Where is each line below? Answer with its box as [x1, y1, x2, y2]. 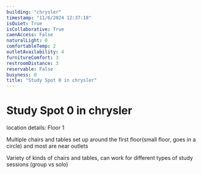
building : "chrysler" [6, 9, 62, 15]
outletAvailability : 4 [6, 49, 64, 55]
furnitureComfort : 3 [6, 55, 59, 61]
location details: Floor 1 [6, 124, 65, 132]
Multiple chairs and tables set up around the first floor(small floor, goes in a [6, 136, 196, 143]
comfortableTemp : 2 [6, 43, 56, 50]
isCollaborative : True [6, 26, 64, 32]
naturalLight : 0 [6, 37, 48, 43]
